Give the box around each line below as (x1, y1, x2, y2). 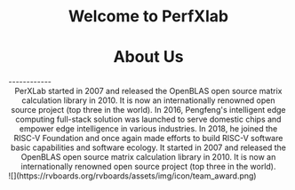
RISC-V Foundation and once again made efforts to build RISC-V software (13, 133, 283, 144)
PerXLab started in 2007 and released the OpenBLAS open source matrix (14, 86, 283, 97)
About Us (113, 47, 184, 67)
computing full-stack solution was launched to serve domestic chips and (15, 114, 282, 125)
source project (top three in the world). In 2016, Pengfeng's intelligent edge (11, 105, 286, 115)
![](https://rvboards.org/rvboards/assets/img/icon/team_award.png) (8, 170, 257, 181)
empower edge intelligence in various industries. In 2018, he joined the (19, 123, 278, 134)
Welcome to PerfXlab (68, 6, 229, 27)
